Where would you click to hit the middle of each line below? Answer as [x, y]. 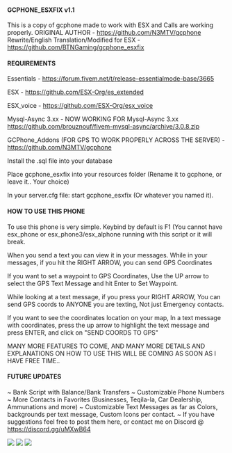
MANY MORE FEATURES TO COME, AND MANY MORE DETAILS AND [106, 346]
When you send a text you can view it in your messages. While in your [107, 255]
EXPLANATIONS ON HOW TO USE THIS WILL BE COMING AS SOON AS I [112, 353]
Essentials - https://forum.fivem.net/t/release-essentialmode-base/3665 [111, 79]
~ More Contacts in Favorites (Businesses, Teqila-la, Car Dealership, [105, 399]
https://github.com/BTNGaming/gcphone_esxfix [76, 47]
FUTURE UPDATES [34, 376]
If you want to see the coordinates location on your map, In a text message [114, 317]
